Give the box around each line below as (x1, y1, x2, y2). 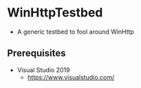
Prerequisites (7, 47, 66, 59)
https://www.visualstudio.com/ (27, 73, 115, 81)
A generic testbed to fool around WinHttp (17, 27, 134, 36)
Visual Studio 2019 (17, 65, 70, 74)
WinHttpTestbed (7, 5, 103, 21)
